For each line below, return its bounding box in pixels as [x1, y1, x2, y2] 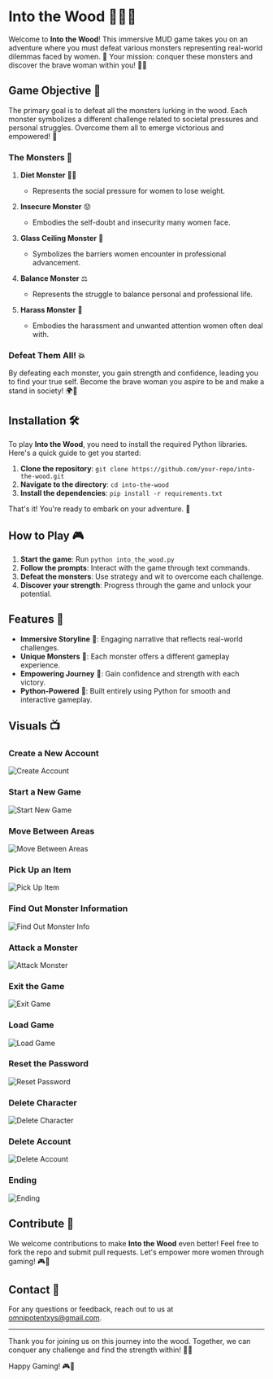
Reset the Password [8, 1058, 89, 1070]
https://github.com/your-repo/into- [131, 466, 256, 474]
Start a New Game [8, 786, 81, 798]
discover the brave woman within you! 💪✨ [8, 60, 148, 70]
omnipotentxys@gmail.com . [8, 1313, 102, 1323]
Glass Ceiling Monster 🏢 [19, 234, 104, 243]
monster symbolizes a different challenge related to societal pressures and [8, 114, 258, 124]
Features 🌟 [8, 612, 64, 626]
